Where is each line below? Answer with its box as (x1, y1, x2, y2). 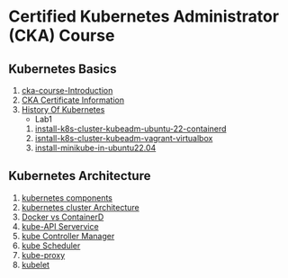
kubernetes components (21, 192, 113, 203)
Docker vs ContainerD (21, 211, 104, 222)
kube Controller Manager (21, 230, 115, 241)
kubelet (21, 259, 50, 270)
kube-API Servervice (21, 220, 100, 231)
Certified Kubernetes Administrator (8, 6, 280, 27)
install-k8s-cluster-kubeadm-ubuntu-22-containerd (34, 123, 227, 134)
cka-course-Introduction (21, 85, 113, 95)
